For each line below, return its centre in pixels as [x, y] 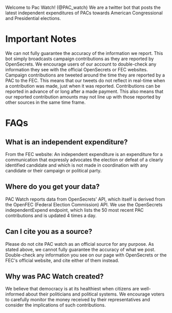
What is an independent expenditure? [67, 142]
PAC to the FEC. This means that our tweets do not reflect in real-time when [85, 80]
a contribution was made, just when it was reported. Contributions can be [83, 86]
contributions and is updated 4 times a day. [51, 216]
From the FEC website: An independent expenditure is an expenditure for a [84, 154]
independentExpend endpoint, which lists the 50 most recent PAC [75, 210]
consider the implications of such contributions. [56, 305]
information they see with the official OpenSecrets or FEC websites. [77, 69]
